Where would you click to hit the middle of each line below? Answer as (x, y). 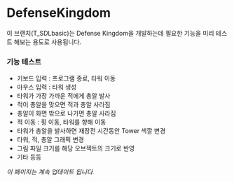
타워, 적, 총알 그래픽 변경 (50, 140)
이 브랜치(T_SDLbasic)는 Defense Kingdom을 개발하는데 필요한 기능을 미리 (110, 33)
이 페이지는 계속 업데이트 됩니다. (51, 172)
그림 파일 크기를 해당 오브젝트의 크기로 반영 (76, 148)
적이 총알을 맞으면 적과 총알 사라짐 (63, 105)
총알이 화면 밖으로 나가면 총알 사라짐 (66, 113)
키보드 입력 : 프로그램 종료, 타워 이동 (66, 78)
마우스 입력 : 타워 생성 (47, 87)
